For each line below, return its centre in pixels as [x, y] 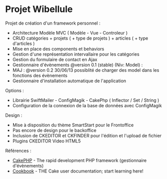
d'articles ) [24, 43]
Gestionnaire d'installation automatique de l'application [69, 81]
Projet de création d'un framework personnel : [53, 23]
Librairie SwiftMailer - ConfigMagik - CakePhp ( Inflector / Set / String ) [86, 100]
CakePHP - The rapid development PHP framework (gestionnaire [79, 160]
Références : [18, 150]
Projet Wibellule [39, 9]
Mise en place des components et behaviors [58, 49]
